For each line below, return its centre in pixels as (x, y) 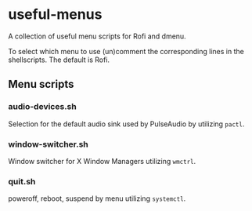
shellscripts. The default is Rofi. (59, 60)
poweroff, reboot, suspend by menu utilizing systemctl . (97, 198)
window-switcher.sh (48, 144)
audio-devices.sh (42, 107)
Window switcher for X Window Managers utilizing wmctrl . (102, 161)
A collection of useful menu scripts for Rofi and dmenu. (97, 36)
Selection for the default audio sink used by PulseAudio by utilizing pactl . (126, 124)
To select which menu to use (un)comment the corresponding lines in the (126, 51)
